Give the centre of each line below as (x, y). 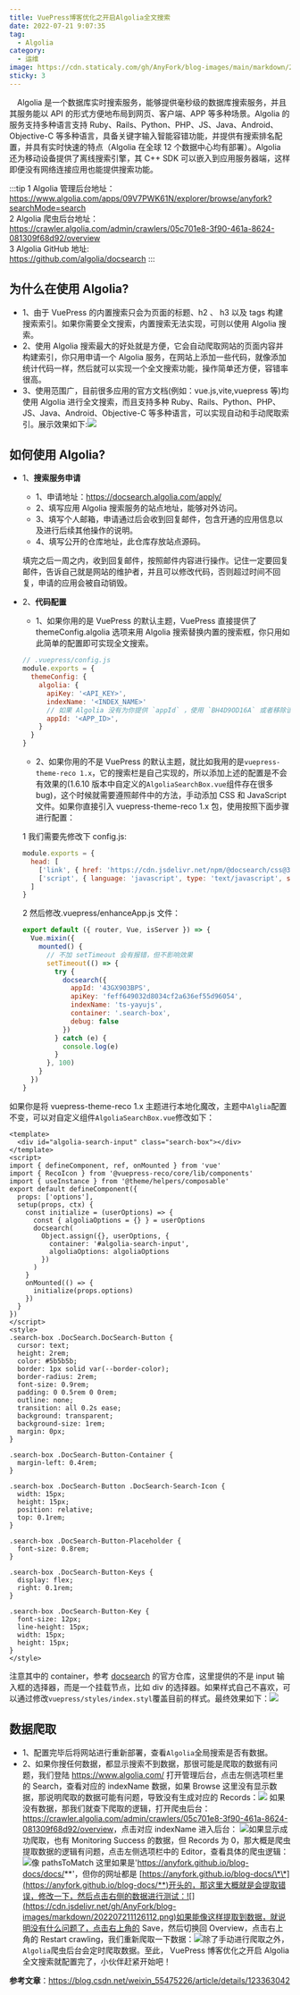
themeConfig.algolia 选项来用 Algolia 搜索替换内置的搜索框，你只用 (159, 632)
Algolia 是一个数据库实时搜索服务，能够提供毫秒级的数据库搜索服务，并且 (152, 102)
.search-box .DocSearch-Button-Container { (92, 1455)
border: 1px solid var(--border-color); (93, 1368)
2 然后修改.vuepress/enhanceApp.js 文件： (101, 913)
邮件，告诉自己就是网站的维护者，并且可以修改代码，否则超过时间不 (147, 572)
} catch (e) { (81, 1038)
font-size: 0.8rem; (54, 1549)
